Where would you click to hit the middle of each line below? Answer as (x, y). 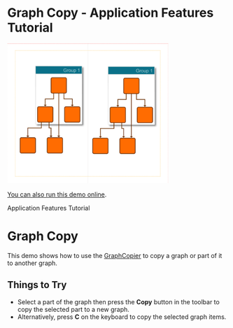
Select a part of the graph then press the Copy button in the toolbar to (119, 301)
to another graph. (33, 263)
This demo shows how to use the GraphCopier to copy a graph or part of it (115, 255)
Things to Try (37, 285)
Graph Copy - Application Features (111, 13)
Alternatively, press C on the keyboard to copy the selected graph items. (122, 317)
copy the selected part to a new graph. (73, 309)
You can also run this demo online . (57, 194)
